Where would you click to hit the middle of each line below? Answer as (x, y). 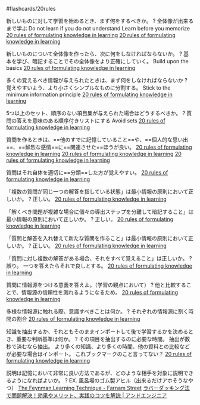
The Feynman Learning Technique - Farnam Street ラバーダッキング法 (104, 388)
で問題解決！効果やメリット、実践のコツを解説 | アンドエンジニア (87, 395)
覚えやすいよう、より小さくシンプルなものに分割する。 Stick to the (88, 88)
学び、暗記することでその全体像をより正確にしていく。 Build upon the (103, 61)
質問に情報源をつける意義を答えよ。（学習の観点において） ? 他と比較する (96, 285)
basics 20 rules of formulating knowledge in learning (71, 68)
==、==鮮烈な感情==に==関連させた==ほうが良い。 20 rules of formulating (99, 147)
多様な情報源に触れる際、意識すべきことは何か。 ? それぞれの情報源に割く (97, 311)
